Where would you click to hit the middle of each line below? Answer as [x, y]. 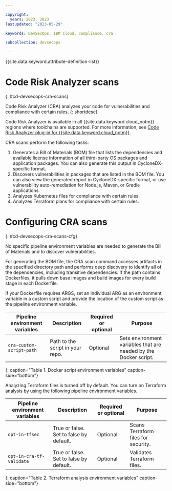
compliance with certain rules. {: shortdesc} [51, 112]
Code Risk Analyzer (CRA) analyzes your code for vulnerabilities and [78, 106]
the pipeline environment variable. [41, 304]
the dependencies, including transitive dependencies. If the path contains [83, 272]
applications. [26, 190]
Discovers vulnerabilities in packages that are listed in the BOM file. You [88, 174]
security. [140, 444]
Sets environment [141, 338]
